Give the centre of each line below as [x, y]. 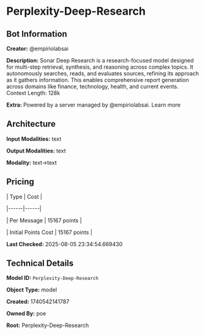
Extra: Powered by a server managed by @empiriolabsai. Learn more [93, 105]
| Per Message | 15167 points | [44, 220]
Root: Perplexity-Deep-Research [48, 325]
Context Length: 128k [33, 93]
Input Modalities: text [34, 138]
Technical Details [40, 264]
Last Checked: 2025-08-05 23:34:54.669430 [65, 244]
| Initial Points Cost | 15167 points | [50, 232]
